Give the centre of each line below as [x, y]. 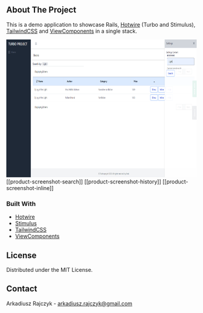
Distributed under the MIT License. [50, 269]
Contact [22, 289]
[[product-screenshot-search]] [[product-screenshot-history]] [84, 182]
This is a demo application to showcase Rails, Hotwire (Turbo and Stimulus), [101, 24]
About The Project [41, 10]
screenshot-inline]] [30, 188]
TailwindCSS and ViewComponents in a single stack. [72, 31]
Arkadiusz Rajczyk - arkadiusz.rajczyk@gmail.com [69, 303]
